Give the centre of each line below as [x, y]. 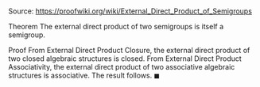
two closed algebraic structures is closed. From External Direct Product [125, 59]
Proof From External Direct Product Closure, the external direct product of [129, 51]
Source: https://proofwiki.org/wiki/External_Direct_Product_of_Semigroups [130, 11]
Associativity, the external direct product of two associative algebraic [122, 67]
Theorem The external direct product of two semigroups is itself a [116, 27]
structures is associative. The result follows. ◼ [84, 76]
